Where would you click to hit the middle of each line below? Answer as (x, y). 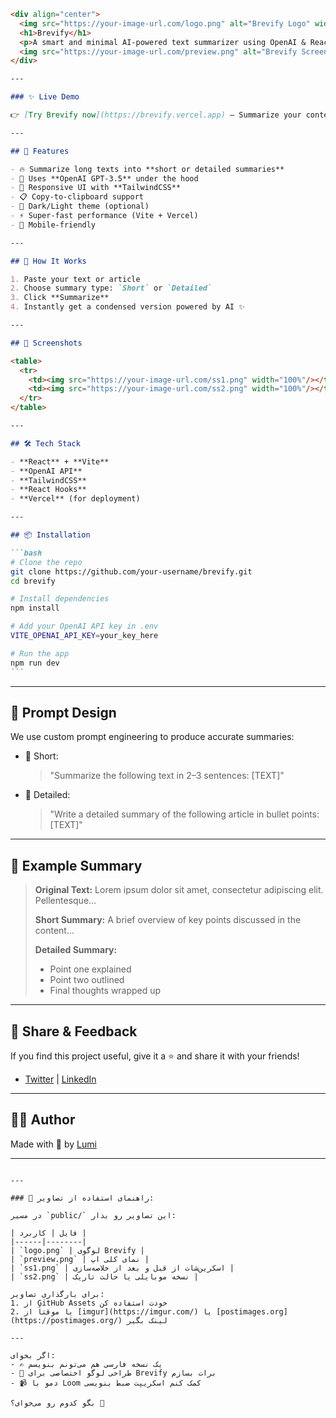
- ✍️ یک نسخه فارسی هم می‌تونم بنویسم (86, 1364)
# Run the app (40, 653)
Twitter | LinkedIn (60, 1079)
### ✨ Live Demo (45, 97)
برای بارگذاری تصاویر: (57, 1294)
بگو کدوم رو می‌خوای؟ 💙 (57, 1403)
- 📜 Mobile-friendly (53, 225)
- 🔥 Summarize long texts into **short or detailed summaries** (147, 169)
